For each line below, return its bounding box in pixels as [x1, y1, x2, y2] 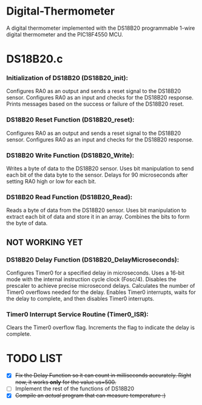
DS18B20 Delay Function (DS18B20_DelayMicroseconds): [6, 255, 180, 264]
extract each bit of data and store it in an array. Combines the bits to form [6, 213, 190, 220]
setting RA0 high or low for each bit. [6, 178, 96, 185]
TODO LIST [6, 352, 63, 366]
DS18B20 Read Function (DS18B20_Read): [6, 192, 133, 201]
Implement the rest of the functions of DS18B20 [15, 385, 135, 392]
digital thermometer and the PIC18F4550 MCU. [6, 30, 123, 38]
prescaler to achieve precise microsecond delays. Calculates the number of [6, 282, 195, 289]
